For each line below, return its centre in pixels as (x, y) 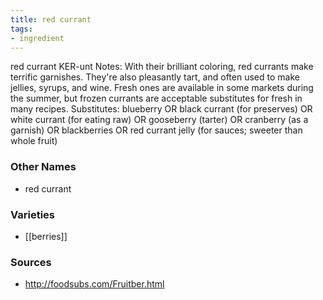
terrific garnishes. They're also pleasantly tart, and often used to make (155, 77)
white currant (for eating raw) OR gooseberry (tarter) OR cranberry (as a (159, 120)
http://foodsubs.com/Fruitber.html (94, 284)
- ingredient (37, 38)
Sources (31, 262)
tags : (21, 29)
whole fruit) (34, 141)
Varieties (32, 214)
